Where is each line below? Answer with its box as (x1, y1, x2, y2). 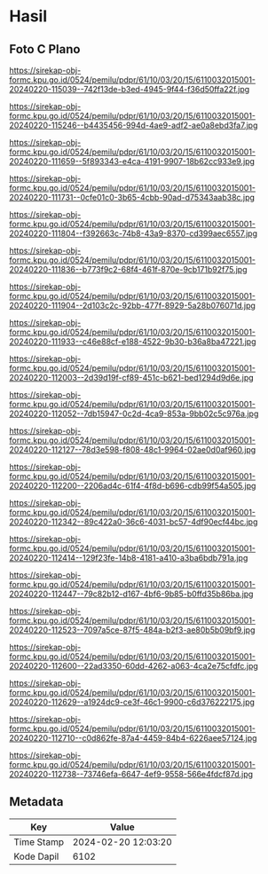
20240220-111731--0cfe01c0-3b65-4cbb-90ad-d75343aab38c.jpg (9, 193, 256, 202)
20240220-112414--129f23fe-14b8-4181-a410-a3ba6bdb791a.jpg (9, 553, 248, 563)
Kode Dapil (13, 850, 59, 862)
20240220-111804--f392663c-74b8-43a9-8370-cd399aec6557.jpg (9, 228, 258, 239)
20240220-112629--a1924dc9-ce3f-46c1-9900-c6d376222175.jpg (9, 697, 256, 707)
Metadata (9, 794, 64, 809)
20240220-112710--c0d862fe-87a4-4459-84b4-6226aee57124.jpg (9, 733, 257, 743)
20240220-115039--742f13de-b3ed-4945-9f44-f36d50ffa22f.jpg (9, 84, 250, 94)
